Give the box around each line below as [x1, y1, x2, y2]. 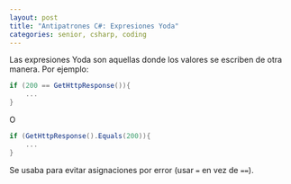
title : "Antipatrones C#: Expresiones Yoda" [9, 22, 179, 31]
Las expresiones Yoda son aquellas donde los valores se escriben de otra [9, 55, 282, 66]
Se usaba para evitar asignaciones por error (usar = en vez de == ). [9, 164, 254, 175]
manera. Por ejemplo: [9, 64, 89, 74]
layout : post [9, 13, 59, 22]
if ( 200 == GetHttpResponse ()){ [9, 82, 131, 91]
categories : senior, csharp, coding [9, 30, 147, 39]
